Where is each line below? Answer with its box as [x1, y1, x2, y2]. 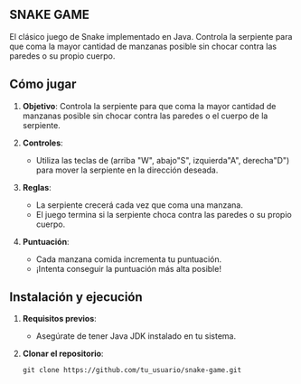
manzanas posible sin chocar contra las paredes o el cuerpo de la [22, 110, 268, 121]
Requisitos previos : [22, 314, 97, 324]
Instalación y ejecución [9, 289, 143, 305]
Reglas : [22, 182, 52, 192]
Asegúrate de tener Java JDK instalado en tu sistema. [35, 331, 237, 342]
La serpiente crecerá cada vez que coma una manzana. [35, 199, 244, 211]
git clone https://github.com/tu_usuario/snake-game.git [22, 366, 242, 375]
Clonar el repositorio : [22, 348, 104, 360]
